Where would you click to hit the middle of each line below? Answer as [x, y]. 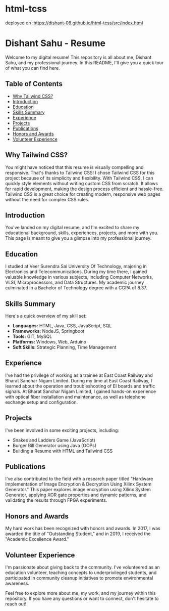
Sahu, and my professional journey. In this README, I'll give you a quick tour [84, 62]
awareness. [17, 583]
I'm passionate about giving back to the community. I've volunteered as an [82, 567]
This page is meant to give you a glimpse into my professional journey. [78, 238]
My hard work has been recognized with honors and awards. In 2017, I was [83, 529]
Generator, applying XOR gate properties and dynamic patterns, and [76, 495]
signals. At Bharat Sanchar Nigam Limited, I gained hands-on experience [81, 391]
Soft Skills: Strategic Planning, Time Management [64, 347]
